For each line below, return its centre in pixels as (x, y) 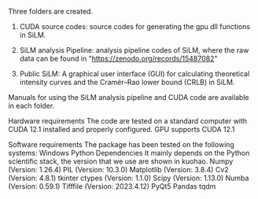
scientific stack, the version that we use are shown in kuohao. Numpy (121, 161)
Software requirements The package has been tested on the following (121, 144)
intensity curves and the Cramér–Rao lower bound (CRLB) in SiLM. (127, 82)
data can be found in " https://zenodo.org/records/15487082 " (118, 59)
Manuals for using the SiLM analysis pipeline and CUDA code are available (129, 97)
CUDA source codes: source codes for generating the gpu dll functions (135, 26)
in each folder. (31, 106)
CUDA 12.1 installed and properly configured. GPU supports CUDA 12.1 (122, 129)
